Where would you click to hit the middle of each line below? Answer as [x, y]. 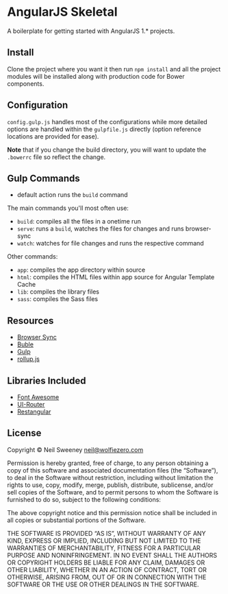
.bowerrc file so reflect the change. [56, 157]
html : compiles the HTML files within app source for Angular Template [116, 277]
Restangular [34, 412]
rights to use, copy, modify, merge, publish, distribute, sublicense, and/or [110, 485]
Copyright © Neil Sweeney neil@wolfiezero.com [75, 449]
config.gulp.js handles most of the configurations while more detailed [107, 121]
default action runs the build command [72, 195]
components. [26, 84]
